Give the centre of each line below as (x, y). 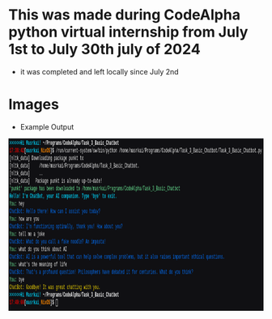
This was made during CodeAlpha (125, 15)
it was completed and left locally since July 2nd (100, 71)
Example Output (47, 126)
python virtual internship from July (128, 32)
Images (34, 105)
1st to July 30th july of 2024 (104, 49)
